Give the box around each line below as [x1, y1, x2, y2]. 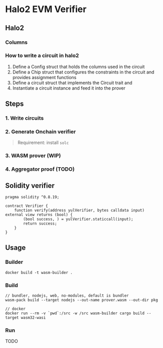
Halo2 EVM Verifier [5, 4, 87, 15]
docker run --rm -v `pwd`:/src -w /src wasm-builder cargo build [5, 311, 144, 316]
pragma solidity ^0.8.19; [5, 195, 59, 200]
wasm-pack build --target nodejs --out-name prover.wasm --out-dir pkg [5, 298, 158, 303]
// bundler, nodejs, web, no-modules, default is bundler [5, 293, 129, 298]
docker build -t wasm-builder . [5, 270, 73, 275]
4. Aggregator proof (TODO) [5, 166, 75, 173]
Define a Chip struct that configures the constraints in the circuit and [12, 69, 154, 75]
